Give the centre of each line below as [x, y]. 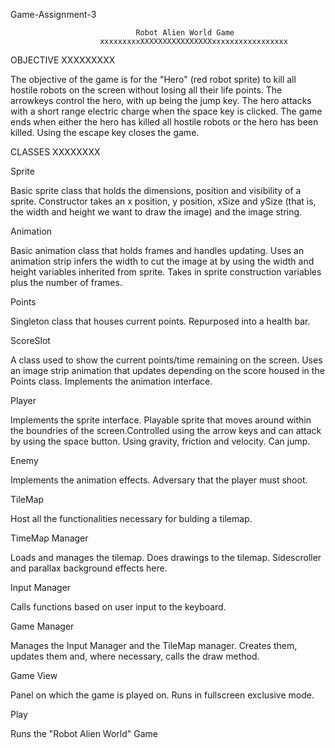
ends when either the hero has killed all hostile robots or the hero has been [164, 122]
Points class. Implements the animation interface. [111, 381]
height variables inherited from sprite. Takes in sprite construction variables [166, 272]
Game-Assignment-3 [53, 14]
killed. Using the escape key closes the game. [105, 132]
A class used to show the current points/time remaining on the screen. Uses [166, 360]
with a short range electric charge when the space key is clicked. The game [166, 111]
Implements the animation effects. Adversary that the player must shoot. [159, 480]
